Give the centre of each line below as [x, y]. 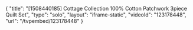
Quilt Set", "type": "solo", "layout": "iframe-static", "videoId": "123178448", [96, 15]
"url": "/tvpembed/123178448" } [44, 21]
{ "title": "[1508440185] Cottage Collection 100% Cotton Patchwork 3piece [96, 9]
